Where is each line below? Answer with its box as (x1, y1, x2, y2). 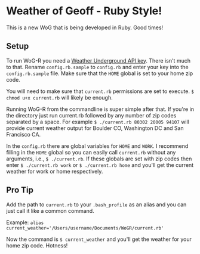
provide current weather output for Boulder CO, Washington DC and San (6, 124, 184, 132)
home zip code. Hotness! (6, 241, 68, 249)
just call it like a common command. (6, 207, 94, 214)
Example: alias (6, 219, 44, 226)
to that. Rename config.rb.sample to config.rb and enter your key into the (6, 63, 189, 70)
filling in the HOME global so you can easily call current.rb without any (6, 148, 176, 156)
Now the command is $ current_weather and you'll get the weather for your (6, 236, 192, 243)
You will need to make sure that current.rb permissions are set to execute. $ (6, 88, 194, 95)
